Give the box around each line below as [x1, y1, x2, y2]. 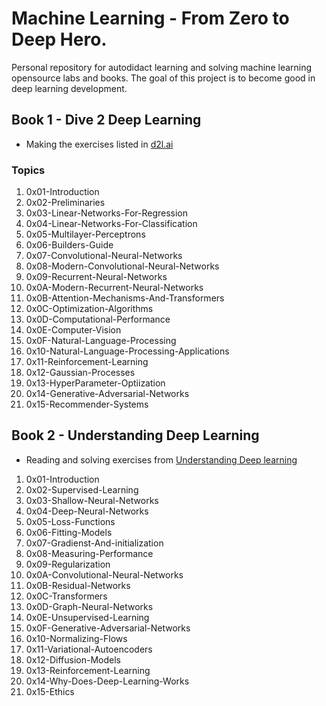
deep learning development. [11, 82, 128, 94]
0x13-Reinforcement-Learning [25, 664, 151, 676]
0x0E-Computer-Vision [25, 324, 122, 336]
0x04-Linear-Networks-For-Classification [25, 218, 198, 230]
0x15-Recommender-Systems [25, 398, 149, 411]
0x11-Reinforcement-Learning [25, 356, 149, 368]
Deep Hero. [11, 28, 108, 51]
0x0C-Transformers [25, 590, 108, 602]
